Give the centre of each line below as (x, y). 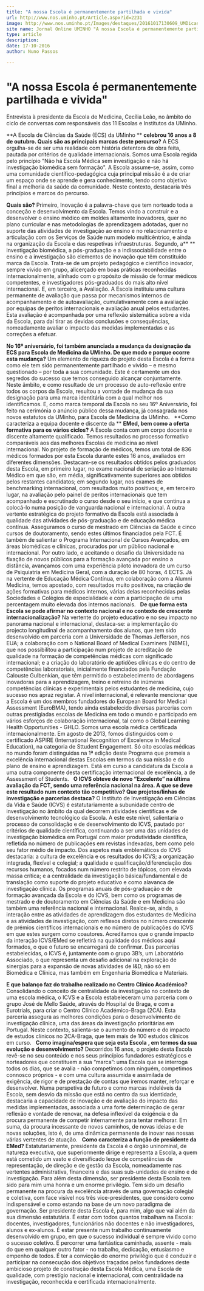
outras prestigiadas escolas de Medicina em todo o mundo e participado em (102, 714)
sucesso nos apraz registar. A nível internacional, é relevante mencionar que (102, 694)
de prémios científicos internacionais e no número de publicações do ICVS (100, 927)
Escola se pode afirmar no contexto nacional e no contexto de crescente (99, 611)
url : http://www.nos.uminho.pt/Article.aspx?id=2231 (74, 18)
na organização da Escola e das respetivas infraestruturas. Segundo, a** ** (101, 243)
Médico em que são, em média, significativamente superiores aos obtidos (99, 475)
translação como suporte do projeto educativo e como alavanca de (90, 882)
